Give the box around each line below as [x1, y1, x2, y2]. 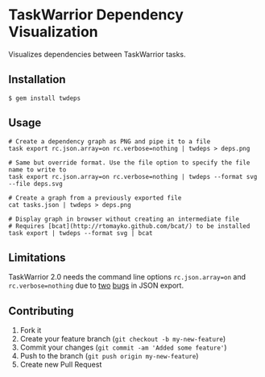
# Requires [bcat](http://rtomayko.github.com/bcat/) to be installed [8, 222, 251, 230]
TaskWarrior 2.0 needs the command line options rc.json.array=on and [8, 272, 246, 282]
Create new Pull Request [19, 360, 102, 370]
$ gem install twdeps [8, 94, 81, 102]
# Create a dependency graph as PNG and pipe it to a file [8, 137, 211, 146]
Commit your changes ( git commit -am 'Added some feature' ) [19, 342, 227, 352]
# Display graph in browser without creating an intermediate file [8, 215, 240, 223]
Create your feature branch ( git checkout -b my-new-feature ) [19, 334, 226, 344]
